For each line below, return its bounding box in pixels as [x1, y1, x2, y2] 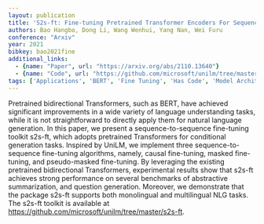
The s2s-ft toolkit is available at [8, 198, 110, 208]
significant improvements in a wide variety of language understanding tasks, [8, 107, 256, 116]
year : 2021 [8, 41, 44, 49]
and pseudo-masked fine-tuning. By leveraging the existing [32, 157, 225, 166]
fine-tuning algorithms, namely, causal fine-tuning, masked [42, 148, 233, 157]
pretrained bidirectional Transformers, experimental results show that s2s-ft [8, 165, 254, 175]
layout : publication [8, 11, 76, 20]
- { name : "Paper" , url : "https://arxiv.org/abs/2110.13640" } [15, 63, 220, 70]
